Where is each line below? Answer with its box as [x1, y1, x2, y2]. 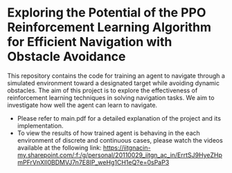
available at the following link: [17, 143, 102, 152]
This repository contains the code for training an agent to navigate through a [7, 71, 225, 80]
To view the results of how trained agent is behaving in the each [17, 129, 201, 137]
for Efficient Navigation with [7, 34, 172, 50]
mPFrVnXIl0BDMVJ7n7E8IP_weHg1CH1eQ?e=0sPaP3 [17, 158, 170, 166]
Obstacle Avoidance [7, 49, 126, 65]
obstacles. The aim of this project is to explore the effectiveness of [7, 86, 198, 94]
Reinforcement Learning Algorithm [7, 19, 212, 35]
